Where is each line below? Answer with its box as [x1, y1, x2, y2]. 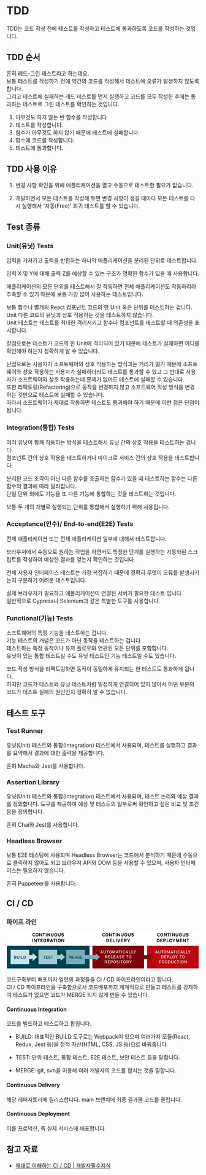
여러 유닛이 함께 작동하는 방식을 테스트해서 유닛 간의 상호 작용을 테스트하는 [6, 439, 185, 446]
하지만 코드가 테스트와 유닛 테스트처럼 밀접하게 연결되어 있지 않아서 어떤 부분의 [6, 681, 195, 688]
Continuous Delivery [6, 1082, 60, 1089]
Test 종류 [6, 222, 40, 232]
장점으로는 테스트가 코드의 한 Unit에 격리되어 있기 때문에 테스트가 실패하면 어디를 [6, 340, 200, 347]
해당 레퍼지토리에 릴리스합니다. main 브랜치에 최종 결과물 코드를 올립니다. [6, 1096, 182, 1103]
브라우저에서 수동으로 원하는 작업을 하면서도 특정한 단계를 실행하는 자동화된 [6, 548, 187, 555]
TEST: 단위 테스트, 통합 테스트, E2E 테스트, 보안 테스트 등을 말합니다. [15, 1054, 180, 1061]
